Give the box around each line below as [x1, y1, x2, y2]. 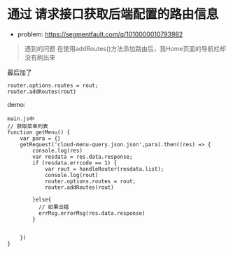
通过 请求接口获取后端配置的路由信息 [7, 6, 219, 22]
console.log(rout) [44, 171, 99, 178]
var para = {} [20, 134, 61, 142]
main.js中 [7, 115, 35, 122]
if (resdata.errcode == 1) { [32, 159, 118, 167]
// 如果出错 [38, 204, 69, 211]
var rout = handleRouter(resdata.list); [44, 165, 164, 172]
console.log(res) [32, 147, 83, 154]
